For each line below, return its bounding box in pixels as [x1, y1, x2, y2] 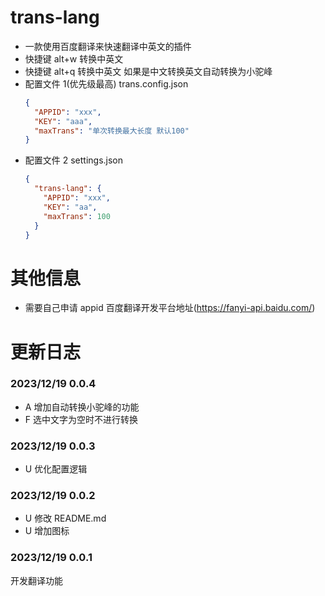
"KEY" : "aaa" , [34, 116, 93, 126]
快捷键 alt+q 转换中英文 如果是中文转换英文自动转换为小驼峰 [24, 65, 273, 77]
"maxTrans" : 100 [43, 211, 111, 221]
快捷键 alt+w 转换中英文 [24, 52, 124, 65]
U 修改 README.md [24, 512, 107, 525]
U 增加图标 [24, 525, 70, 537]
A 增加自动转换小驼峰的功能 [24, 401, 140, 413]
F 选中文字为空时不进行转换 [24, 413, 138, 425]
